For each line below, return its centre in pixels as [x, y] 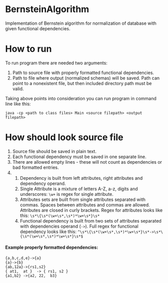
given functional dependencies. [38, 28]
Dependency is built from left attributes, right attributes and [81, 178]
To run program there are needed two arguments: [56, 63]
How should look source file [64, 137]
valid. [18, 89]
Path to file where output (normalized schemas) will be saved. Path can [86, 78]
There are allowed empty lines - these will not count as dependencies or [87, 162]
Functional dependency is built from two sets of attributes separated [91, 221]
